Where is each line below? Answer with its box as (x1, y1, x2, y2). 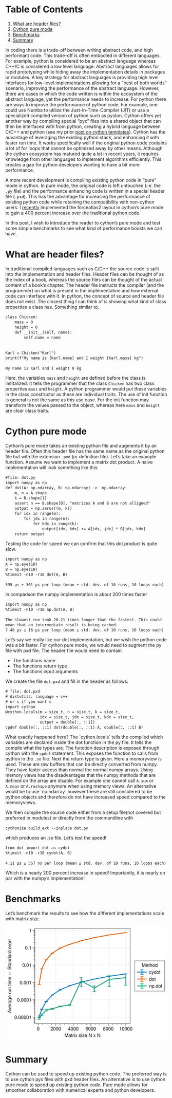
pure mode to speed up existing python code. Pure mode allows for (5, 1082, 148, 1088)
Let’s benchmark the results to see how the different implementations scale (5, 910, 164, 916)
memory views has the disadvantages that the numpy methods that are (5, 772, 156, 778)
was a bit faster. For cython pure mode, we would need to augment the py (5, 642, 162, 648)
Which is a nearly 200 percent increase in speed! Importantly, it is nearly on (5, 869, 166, 876)
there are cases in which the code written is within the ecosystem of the (5, 90, 158, 97)
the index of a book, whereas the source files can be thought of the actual (5, 276, 162, 283)
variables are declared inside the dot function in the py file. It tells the (5, 739, 152, 746)
